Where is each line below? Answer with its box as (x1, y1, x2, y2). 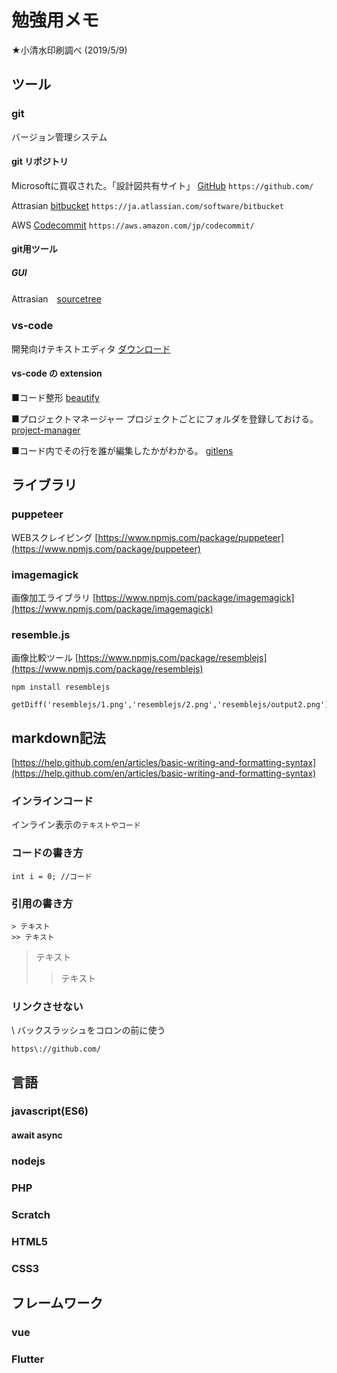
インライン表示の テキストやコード (11, 819, 141, 831)
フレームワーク (11, 1295, 104, 1312)
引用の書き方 (11, 896, 74, 910)
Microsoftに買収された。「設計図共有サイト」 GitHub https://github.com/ (11, 179, 314, 191)
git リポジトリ (11, 156, 69, 168)
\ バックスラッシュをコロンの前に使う (11, 1024, 166, 1036)
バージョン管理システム (11, 131, 108, 143)
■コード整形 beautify (11, 391, 100, 403)
